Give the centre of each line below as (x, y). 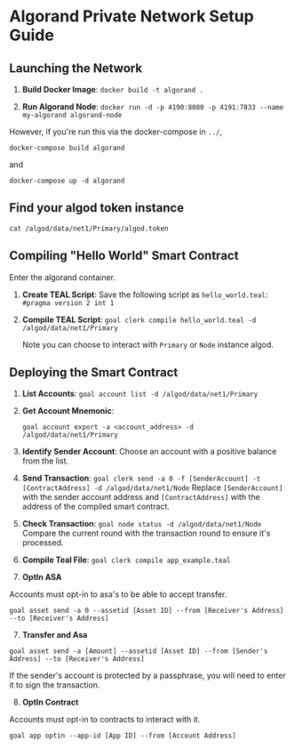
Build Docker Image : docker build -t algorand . (113, 89)
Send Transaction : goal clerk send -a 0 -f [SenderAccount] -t (141, 479)
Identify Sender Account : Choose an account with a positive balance (149, 452)
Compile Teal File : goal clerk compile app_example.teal (126, 560)
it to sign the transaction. (55, 685)
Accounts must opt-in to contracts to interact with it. (105, 720)
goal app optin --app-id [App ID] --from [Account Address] (123, 736)
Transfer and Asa (55, 635)
